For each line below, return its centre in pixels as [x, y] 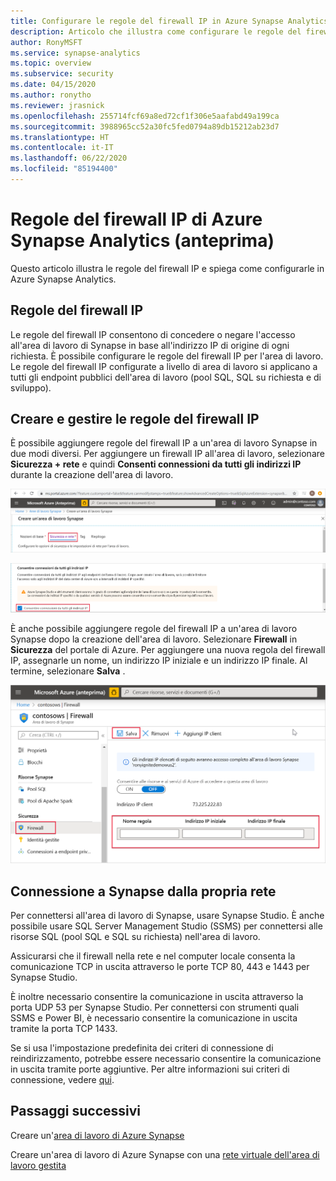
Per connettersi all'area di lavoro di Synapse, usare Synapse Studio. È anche [167, 915]
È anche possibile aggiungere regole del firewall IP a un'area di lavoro [154, 629]
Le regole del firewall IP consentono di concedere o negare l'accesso [153, 334]
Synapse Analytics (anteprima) [142, 241]
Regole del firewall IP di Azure [136, 219]
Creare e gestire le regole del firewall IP [135, 419]
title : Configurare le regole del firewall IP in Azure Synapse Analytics [169, 21]
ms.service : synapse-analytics [75, 53]
